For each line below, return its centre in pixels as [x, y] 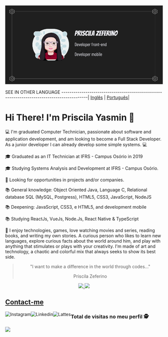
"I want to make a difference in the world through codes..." [90, 266]
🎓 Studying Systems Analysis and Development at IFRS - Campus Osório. [82, 168]
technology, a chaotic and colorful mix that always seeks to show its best [80, 251]
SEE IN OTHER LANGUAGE [33, 92]
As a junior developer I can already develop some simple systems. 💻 [76, 144]
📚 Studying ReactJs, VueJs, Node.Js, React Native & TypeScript [72, 219]
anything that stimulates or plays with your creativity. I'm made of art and [80, 246]
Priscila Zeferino [90, 276]
